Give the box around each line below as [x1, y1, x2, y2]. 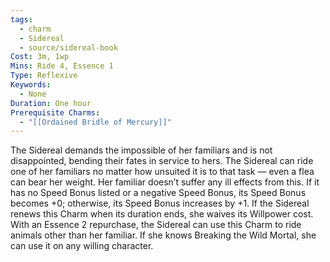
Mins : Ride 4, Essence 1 [10, 61, 114, 71]
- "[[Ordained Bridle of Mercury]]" [19, 117, 172, 127]
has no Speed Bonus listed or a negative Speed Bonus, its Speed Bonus [10, 187, 307, 199]
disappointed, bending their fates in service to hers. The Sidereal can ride [10, 155, 314, 167]
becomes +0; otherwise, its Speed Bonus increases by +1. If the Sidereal [10, 197, 310, 210]
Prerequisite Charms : [10, 107, 101, 118]
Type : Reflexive [10, 71, 78, 81]
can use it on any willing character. [10, 240, 154, 252]
